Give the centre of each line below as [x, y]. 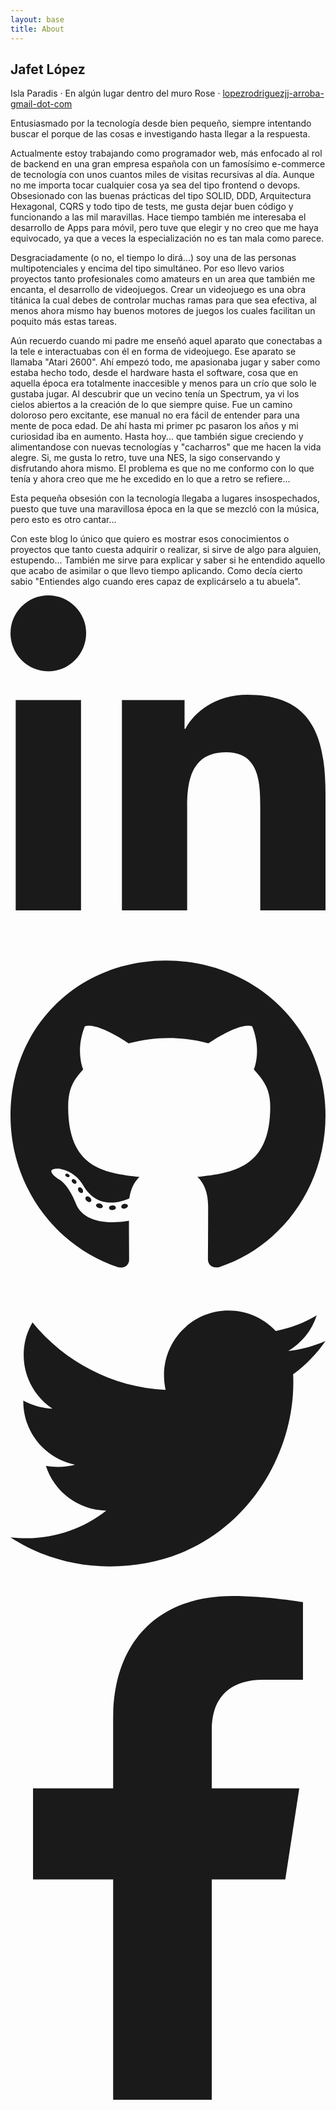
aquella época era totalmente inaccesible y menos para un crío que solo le [163, 383]
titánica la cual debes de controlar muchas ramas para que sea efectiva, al [163, 300]
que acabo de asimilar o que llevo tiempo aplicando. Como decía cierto [156, 571]
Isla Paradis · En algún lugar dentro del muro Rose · [115, 93]
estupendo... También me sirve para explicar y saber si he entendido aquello [168, 560]
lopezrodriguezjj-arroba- [273, 93]
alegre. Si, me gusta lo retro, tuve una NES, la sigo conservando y [145, 458]
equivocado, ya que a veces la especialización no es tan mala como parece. [167, 238]
